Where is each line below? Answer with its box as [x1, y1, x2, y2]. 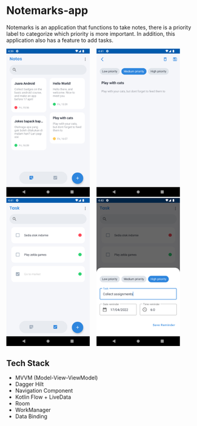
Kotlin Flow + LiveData [15, 393, 72, 401]
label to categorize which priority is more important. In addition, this [6, 30, 176, 37]
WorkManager [15, 406, 52, 413]
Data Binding [15, 413, 47, 420]
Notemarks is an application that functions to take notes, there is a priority [6, 24, 192, 31]
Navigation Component [15, 387, 73, 394]
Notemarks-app [6, 4, 88, 18]
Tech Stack [6, 358, 50, 368]
